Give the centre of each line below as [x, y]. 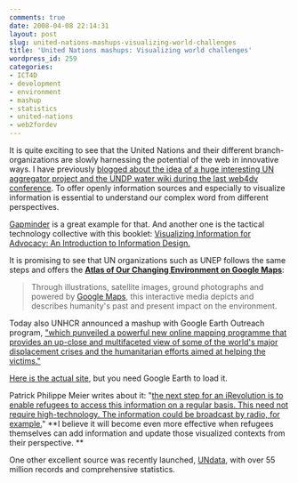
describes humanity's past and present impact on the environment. [154, 306]
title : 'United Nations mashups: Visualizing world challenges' [131, 51]
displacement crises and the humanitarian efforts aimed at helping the [137, 351]
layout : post [33, 34]
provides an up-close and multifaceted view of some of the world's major [144, 342]
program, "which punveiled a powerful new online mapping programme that [148, 333]
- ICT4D [24, 76]
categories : [31, 68]
